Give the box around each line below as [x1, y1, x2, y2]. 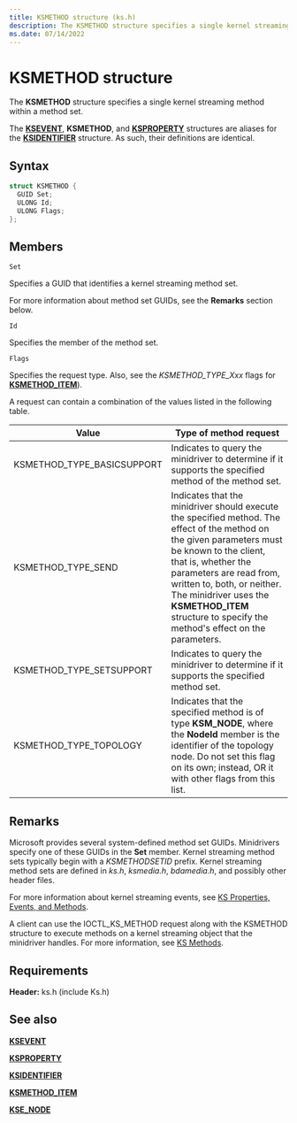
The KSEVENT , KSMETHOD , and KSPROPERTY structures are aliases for [9, 123, 278, 134]
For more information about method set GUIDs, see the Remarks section [9, 296, 273, 306]
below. [9, 304, 34, 315]
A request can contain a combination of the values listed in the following [9, 396, 272, 407]
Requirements [9, 963, 88, 978]
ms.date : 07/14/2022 [9, 29, 86, 38]
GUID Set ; [17, 190, 53, 199]
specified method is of [171, 706, 264, 719]
